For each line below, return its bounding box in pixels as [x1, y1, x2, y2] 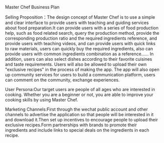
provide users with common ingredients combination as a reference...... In [5, 51, 154, 57]
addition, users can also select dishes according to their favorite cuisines [5, 56, 153, 62]
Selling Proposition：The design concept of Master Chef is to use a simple [5, 14, 155, 20]
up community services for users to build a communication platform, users [5, 72, 156, 77]
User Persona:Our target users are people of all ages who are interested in [5, 87, 155, 92]
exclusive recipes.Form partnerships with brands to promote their [5, 122, 137, 128]
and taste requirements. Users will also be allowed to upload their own [5, 61, 147, 67]
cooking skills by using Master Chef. [5, 97, 78, 102]
